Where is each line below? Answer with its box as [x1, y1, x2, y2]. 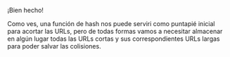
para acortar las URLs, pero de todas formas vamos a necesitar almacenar [7, 27, 223, 35]
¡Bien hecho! [7, 6, 44, 14]
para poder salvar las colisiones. [7, 42, 101, 50]
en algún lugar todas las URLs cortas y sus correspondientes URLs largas [7, 34, 220, 43]
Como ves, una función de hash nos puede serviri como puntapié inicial [7, 20, 215, 27]
